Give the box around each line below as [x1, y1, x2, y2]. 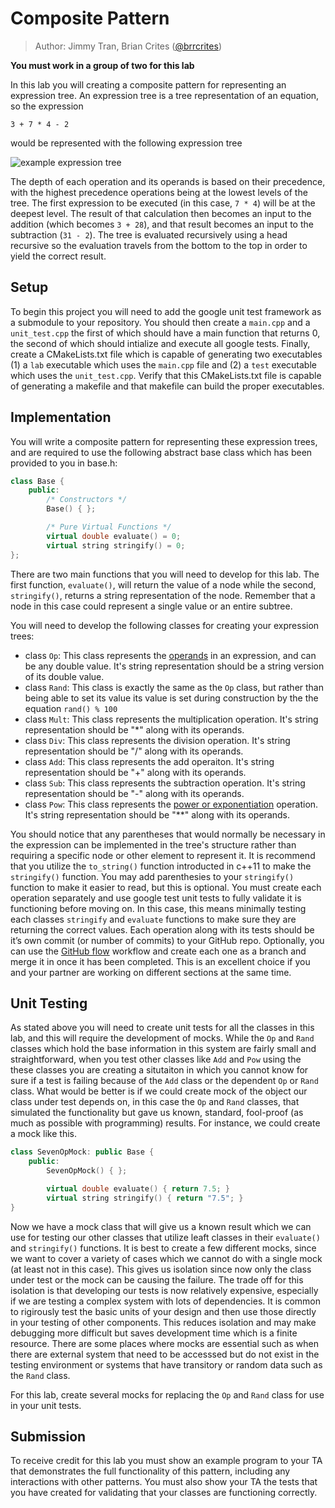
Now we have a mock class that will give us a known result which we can [10, 1220, 312, 1232]
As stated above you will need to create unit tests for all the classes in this [10, 1022, 315, 1034]
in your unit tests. [10, 1399, 82, 1411]
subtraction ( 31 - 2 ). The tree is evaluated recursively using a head [10, 228, 288, 241]
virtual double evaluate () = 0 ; [46, 531, 182, 541]
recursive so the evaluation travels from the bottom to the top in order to [10, 239, 308, 251]
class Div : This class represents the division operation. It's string [24, 734, 291, 746]
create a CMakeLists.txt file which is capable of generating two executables [10, 348, 323, 360]
